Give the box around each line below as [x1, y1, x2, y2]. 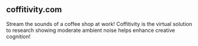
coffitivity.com [6, 5, 62, 15]
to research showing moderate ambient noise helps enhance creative [6, 27, 175, 34]
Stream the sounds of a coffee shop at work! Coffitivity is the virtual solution [6, 20, 193, 27]
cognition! [6, 32, 31, 40]
